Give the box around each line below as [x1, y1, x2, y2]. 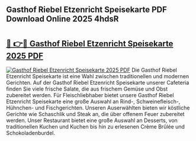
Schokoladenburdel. [6, 130, 55, 136]
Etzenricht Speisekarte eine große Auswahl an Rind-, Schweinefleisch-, [6, 98, 181, 105]
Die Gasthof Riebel [131, 66, 178, 73]
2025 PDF [6, 50, 43, 61]
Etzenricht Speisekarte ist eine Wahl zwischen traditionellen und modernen [6, 73, 189, 79]
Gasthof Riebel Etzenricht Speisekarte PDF [6, 5, 168, 15]
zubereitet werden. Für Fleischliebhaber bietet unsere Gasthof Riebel [6, 92, 174, 98]
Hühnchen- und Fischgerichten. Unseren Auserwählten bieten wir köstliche [6, 104, 190, 111]
